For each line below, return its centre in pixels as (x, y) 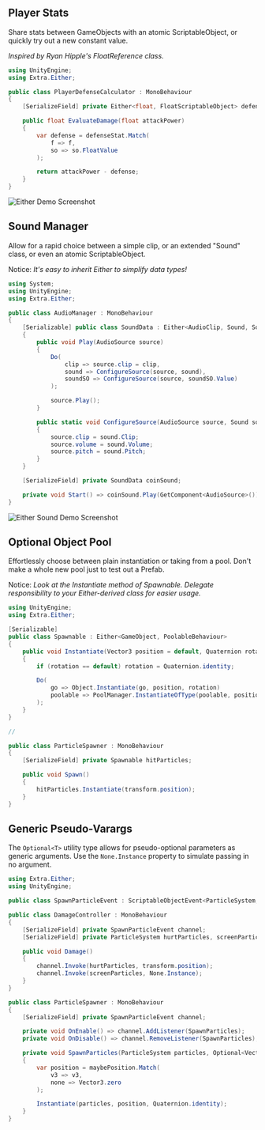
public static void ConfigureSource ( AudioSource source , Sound (142, 422)
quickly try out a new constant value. (68, 40)
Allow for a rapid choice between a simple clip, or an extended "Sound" (124, 245)
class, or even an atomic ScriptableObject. (77, 254)
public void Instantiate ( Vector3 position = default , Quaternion (132, 652)
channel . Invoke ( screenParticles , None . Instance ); (119, 973)
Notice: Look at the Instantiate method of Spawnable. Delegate (111, 585)
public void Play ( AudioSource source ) (100, 342)
